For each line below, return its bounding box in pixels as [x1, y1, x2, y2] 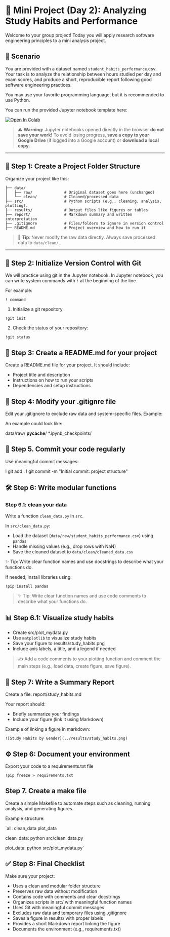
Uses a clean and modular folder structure [12, 883, 101, 889]
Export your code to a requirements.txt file [5, 763, 94, 769]
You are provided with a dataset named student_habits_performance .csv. [5, 65, 157, 71]
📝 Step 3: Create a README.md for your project [5, 348, 157, 357]
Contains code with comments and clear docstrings [12, 893, 120, 899]
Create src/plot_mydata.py [12, 629, 68, 635]
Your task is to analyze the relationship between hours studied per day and [5, 71, 161, 77]
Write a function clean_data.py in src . [5, 513, 83, 519]
